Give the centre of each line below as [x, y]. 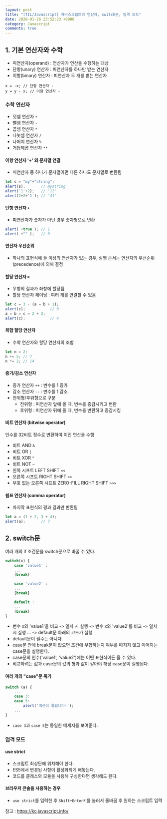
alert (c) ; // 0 [32, 309]
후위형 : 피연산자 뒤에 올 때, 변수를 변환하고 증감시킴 [70, 410]
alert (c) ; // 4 [32, 318]
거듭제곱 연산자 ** [30, 148]
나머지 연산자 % [27, 142]
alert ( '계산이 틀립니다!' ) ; [48, 706]
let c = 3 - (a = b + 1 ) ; [32, 304]
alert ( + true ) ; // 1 [28, 229]
